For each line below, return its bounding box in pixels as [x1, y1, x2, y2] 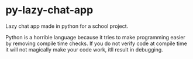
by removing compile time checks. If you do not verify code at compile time [5, 40, 188, 47]
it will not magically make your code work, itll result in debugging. [5, 46, 163, 53]
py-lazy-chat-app [5, 3, 94, 17]
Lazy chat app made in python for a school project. [5, 23, 129, 30]
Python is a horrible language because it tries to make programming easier [5, 34, 185, 40]
